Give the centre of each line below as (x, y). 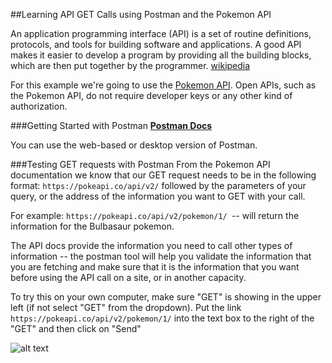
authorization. (39, 106)
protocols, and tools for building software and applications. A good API (156, 44)
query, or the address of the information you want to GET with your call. (158, 196)
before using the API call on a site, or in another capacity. (128, 277)
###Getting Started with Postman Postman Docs (111, 125)
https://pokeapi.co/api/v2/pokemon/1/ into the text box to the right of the (162, 318)
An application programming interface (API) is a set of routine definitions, (161, 33)
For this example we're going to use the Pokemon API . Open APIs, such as (163, 85)
